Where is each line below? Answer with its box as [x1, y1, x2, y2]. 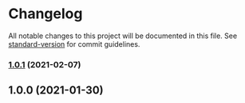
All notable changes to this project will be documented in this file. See [8, 31, 238, 40]
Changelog [8, 5, 83, 23]
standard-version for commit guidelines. [8, 39, 140, 48]
